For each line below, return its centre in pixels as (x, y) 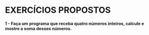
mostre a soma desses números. (38, 28)
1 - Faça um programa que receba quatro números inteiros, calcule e (75, 23)
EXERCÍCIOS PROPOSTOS (58, 10)
